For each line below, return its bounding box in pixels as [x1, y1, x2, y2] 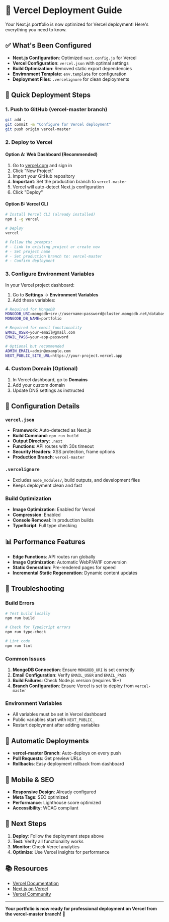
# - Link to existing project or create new [5, 244, 100, 249]
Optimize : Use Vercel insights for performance [12, 849, 110, 855]
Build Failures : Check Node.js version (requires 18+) [12, 678, 122, 684]
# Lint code [5, 639, 30, 644]
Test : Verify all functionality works [12, 838, 84, 844]
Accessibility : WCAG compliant [12, 805, 79, 811]
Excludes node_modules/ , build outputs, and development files [12, 477, 140, 483]
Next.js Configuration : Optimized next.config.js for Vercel [12, 55, 137, 61]
